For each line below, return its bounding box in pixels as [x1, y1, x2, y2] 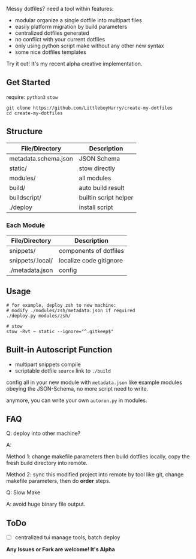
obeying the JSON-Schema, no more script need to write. [6, 385, 149, 392]
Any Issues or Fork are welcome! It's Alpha [6, 546, 115, 553]
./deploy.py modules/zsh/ [6, 313, 71, 319]
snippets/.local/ [9, 256, 53, 264]
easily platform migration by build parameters [14, 23, 128, 30]
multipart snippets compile [14, 361, 81, 368]
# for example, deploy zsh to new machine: [6, 302, 117, 308]
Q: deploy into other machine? [6, 430, 81, 437]
